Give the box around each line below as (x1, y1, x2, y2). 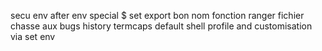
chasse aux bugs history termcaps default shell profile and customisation (10, 20, 313, 32)
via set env (10, 31, 56, 42)
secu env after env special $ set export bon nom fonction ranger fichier (10, 10, 305, 21)
